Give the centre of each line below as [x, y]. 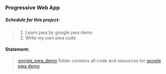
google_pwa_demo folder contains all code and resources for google [89, 61]
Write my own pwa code [50, 38]
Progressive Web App [33, 8]
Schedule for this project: [33, 20]
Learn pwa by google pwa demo [59, 32]
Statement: [17, 49]
